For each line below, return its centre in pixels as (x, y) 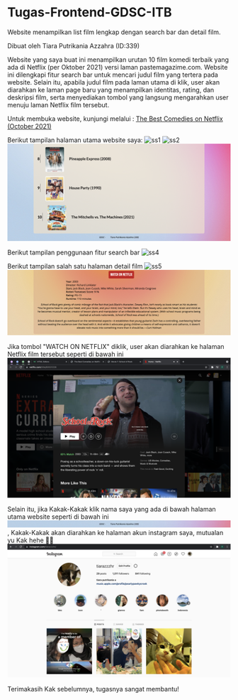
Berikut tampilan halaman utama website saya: (75, 140)
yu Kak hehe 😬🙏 (31, 540)
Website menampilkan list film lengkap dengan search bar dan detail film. (114, 32)
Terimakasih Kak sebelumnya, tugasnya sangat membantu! (93, 689)
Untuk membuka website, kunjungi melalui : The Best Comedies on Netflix (115, 119)
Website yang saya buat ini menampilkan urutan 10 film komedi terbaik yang (118, 59)
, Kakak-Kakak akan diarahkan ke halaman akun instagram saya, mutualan (115, 533)
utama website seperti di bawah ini (58, 517)
